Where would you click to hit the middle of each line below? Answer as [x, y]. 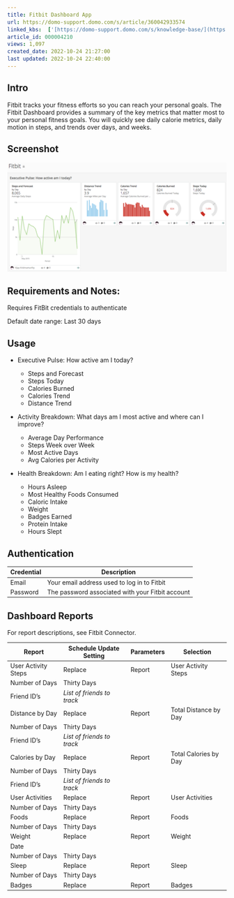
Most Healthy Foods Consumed [73, 495]
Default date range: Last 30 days [54, 322]
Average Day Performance [66, 438]
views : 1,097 [26, 44]
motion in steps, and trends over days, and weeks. [79, 127]
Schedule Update [94, 648]
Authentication [41, 554]
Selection [197, 652]
